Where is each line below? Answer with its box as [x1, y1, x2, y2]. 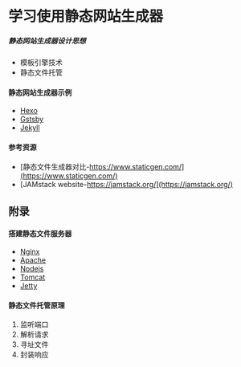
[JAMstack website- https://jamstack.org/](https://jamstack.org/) [19, 179, 233, 189]
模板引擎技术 [19, 58, 63, 67]
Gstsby [19, 114, 44, 124]
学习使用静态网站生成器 [8, 7, 164, 26]
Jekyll [19, 123, 40, 133]
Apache [19, 255, 47, 265]
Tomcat [19, 272, 46, 282]
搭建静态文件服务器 [8, 228, 72, 238]
